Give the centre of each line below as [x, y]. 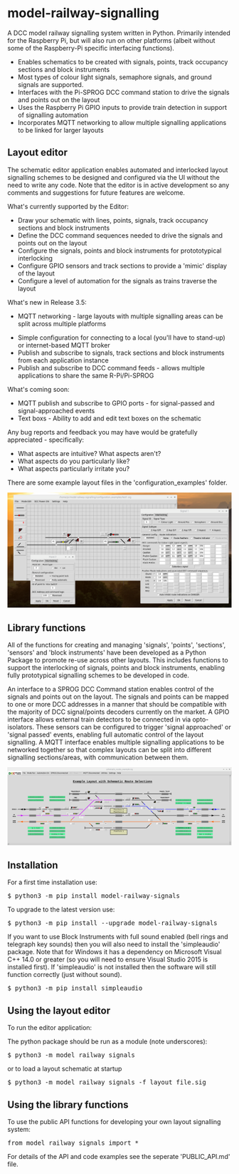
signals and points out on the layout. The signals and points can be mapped [118, 697]
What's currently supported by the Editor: [68, 206]
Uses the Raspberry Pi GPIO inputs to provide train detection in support [122, 107]
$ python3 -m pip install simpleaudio [75, 988]
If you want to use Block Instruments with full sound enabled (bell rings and [118, 937]
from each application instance [63, 360]
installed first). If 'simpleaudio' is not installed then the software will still [112, 967]
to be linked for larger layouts [61, 130]
